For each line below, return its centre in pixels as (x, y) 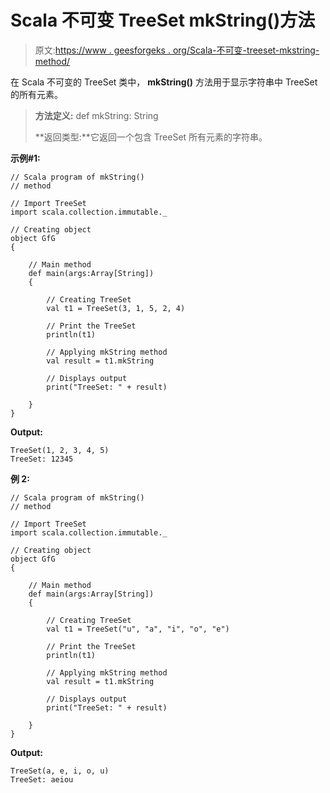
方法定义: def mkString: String (96, 115)
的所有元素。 (36, 94)
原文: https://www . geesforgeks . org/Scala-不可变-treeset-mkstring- (177, 50)
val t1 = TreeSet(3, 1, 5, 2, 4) (116, 308)
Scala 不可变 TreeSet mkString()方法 (163, 20)
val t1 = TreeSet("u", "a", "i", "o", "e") (138, 629)
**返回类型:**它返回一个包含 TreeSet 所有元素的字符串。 (151, 137)
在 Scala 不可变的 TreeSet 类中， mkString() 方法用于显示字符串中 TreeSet (164, 82)
